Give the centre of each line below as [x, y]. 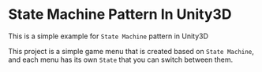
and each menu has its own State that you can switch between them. [121, 59]
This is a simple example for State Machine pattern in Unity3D [109, 36]
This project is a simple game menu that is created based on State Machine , [131, 51]
